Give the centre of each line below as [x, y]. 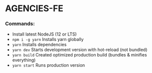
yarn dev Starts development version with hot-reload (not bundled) [80, 50]
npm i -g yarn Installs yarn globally [48, 39]
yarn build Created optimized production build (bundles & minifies [79, 55]
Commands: [20, 24]
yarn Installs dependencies [39, 45]
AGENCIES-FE [34, 9]
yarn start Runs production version [49, 65]
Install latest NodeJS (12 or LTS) [44, 34]
